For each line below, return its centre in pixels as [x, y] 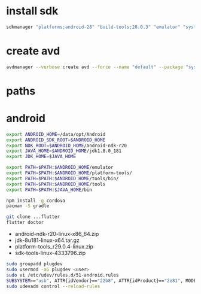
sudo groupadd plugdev [34, 264]
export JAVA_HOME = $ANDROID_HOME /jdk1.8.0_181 [64, 151]
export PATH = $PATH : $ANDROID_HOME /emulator [60, 168]
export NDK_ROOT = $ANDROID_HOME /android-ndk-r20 [67, 146]
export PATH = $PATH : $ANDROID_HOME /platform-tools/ [69, 173]
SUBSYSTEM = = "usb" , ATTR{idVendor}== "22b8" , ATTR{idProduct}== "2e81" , [95, 281]
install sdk [32, 11]
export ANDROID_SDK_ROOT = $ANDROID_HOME [56, 140]
